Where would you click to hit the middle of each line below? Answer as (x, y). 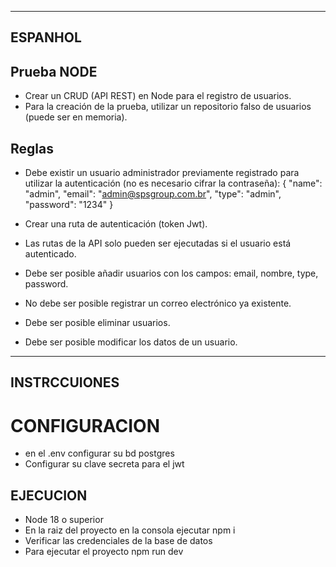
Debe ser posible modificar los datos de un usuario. (131, 342)
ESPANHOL (46, 37)
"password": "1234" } (69, 205)
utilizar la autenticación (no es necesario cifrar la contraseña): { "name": (173, 183)
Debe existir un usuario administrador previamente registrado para (162, 173)
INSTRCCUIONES (65, 382)
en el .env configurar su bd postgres (99, 453)
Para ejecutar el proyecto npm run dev (104, 552)
